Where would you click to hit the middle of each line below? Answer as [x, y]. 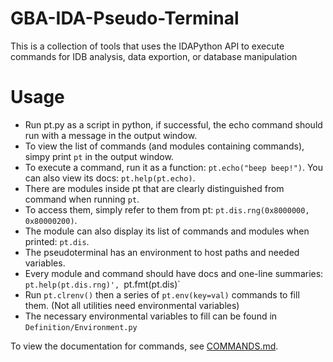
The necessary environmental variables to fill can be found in [151, 316]
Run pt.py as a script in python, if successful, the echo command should [173, 124]
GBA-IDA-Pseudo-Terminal [125, 18]
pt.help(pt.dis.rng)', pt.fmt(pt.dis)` [102, 284]
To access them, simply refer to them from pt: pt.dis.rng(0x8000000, [167, 209]
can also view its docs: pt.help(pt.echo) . [110, 178]
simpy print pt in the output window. [99, 156]
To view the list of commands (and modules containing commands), [164, 146]
